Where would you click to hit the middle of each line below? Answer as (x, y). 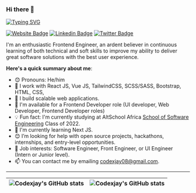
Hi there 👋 (20, 9)
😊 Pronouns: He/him (40, 80)
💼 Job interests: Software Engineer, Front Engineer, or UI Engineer (94, 149)
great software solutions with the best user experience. (72, 57)
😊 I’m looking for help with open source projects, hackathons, (89, 136)
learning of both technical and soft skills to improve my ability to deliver (92, 51)
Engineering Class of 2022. (47, 124)
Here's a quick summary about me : (49, 68)
